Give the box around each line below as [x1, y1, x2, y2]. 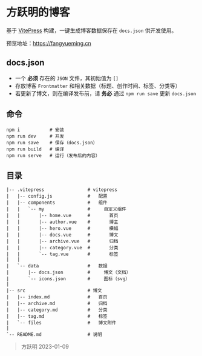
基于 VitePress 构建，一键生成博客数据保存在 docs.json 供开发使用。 [6, 27, 177, 34]
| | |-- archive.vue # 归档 [6, 238, 119, 244]
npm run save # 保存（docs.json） [6, 139, 98, 146]
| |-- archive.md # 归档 [6, 301, 108, 307]
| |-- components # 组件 [6, 200, 108, 206]
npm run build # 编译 [6, 146, 65, 152]
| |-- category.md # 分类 [6, 307, 108, 313]
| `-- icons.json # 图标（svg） [6, 276, 130, 282]
